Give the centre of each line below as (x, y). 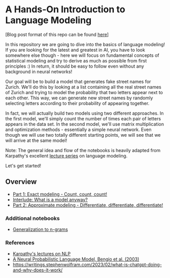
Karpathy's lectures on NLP (42, 254)
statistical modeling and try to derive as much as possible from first (76, 60)
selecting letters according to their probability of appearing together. (77, 103)
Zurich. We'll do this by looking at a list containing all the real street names (83, 87)
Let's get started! (23, 165)
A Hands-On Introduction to (65, 9)
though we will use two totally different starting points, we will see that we (83, 135)
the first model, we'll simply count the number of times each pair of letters (83, 118)
